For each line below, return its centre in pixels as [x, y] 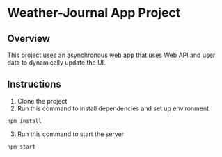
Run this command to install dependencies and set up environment [113, 108]
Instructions [34, 84]
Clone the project [42, 101]
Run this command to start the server [71, 134]
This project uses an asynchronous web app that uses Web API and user [111, 55]
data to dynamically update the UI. [56, 63]
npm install [24, 121]
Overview [29, 39]
